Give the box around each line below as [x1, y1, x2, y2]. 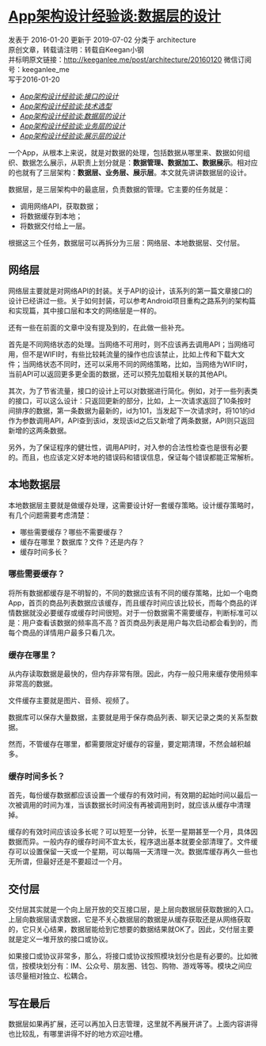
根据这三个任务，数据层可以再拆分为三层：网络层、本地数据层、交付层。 [8, 238, 244, 247]
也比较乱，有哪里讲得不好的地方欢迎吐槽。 [8, 1029, 147, 1039]
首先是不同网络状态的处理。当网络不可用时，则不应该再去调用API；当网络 [8, 339, 249, 349]
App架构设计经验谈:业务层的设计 [19, 120, 126, 131]
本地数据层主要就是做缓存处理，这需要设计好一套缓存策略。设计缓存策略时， [8, 500, 258, 510]
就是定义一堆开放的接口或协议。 [8, 934, 112, 944]
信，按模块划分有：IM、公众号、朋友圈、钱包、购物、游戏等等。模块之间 [8, 961, 245, 971]
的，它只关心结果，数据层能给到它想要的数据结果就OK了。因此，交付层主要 [8, 925, 255, 934]
